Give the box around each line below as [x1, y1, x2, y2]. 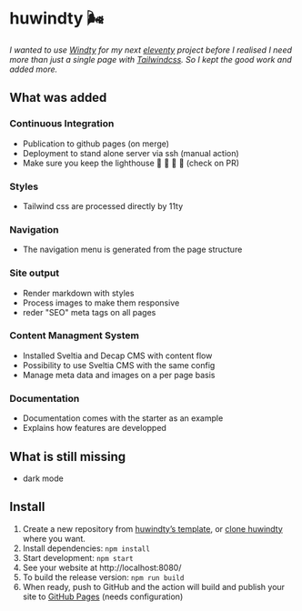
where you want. [22, 533, 86, 544]
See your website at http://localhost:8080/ [22, 562, 182, 573]
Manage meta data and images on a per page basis [22, 369, 216, 380]
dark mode [22, 473, 64, 484]
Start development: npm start [22, 552, 134, 563]
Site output [9, 266, 60, 279]
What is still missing [9, 448, 126, 465]
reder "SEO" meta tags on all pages [22, 306, 156, 317]
